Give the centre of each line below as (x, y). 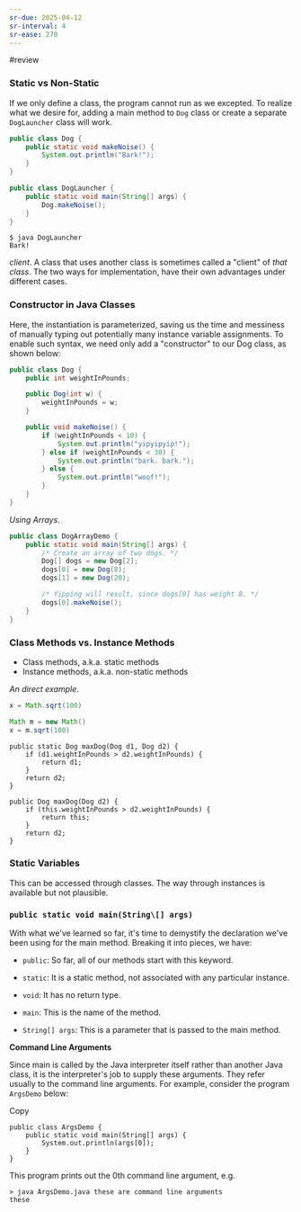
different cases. (38, 282)
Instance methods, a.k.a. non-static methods (105, 671)
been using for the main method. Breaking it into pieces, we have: (131, 943)
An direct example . (44, 688)
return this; (66, 817)
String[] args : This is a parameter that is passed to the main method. (151, 1030)
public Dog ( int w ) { (64, 394)
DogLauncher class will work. (61, 121)
